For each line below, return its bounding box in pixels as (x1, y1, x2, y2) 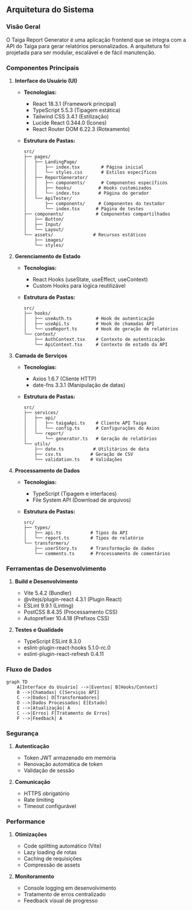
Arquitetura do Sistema (6, 5, 94, 15)
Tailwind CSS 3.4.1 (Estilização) (32, 112, 109, 120)
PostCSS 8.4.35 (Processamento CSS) (23, 608, 118, 615)
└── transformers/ (23, 540, 70, 546)
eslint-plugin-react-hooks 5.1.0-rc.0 (23, 644, 111, 651)
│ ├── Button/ (23, 216, 64, 222)
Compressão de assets (23, 861, 80, 868)
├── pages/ (23, 154, 51, 160)
